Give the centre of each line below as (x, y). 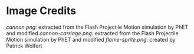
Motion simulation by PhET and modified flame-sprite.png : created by (91, 39)
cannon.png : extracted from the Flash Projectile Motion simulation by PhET (97, 27)
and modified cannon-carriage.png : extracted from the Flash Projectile (92, 33)
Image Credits (41, 11)
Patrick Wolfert (24, 46)
